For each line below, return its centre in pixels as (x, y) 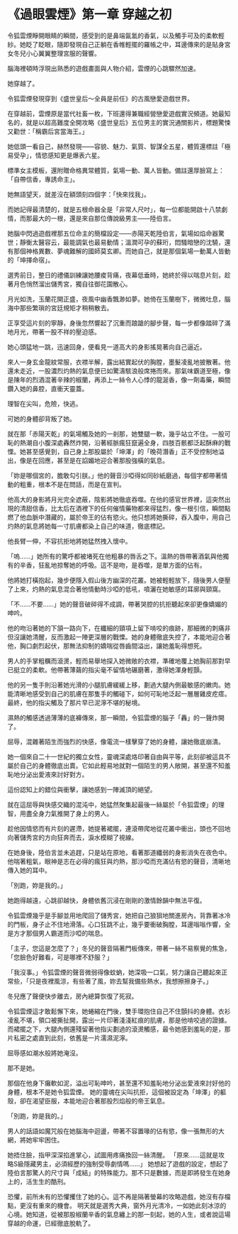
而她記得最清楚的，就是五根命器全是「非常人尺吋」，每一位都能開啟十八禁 (114, 209)
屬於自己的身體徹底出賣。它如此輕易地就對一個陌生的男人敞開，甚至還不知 (116, 765)
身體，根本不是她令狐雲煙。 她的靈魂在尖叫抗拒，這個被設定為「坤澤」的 (114, 1092)
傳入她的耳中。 (29, 870)
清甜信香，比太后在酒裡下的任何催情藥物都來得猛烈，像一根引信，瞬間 (122, 508)
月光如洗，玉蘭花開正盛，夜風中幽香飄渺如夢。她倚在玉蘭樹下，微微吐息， (116, 299)
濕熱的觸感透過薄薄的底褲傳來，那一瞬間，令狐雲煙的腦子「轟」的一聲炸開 (116, 717)
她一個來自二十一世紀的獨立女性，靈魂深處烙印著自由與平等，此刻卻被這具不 (119, 756)
